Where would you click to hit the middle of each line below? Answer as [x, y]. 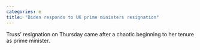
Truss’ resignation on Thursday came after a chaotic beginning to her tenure [100, 34]
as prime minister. [28, 40]
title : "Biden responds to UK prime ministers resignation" [83, 17]
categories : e [24, 12]
